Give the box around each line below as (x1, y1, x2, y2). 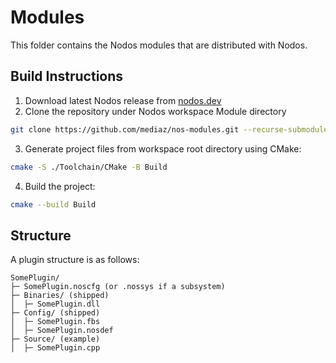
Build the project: (24, 180, 96, 192)
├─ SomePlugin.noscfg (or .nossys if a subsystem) (10, 282, 226, 292)
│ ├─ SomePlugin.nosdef (10, 326, 114, 336)
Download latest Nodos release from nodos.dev (24, 94, 222, 106)
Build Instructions (10, 68, 124, 85)
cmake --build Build (10, 199, 97, 210)
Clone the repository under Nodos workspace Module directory (24, 105, 287, 117)
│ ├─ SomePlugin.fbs (10, 317, 101, 327)
